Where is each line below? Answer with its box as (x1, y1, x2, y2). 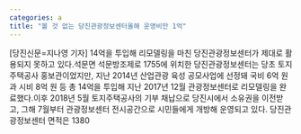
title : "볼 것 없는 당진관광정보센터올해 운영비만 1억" (9, 22, 187, 31)
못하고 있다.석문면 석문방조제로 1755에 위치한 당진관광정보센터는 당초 (32, 58, 276, 69)
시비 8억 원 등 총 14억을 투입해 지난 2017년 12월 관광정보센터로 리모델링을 (18, 81, 278, 92)
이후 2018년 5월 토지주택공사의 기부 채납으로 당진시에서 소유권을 (32, 92, 261, 103)
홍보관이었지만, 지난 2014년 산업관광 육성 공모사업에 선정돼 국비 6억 (40, 69, 279, 81)
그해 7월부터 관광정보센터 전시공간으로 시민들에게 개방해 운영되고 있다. (21, 103, 268, 114)
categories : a (9, 13, 63, 22)
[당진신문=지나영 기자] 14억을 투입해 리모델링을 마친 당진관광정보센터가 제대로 (9, 47, 283, 58)
